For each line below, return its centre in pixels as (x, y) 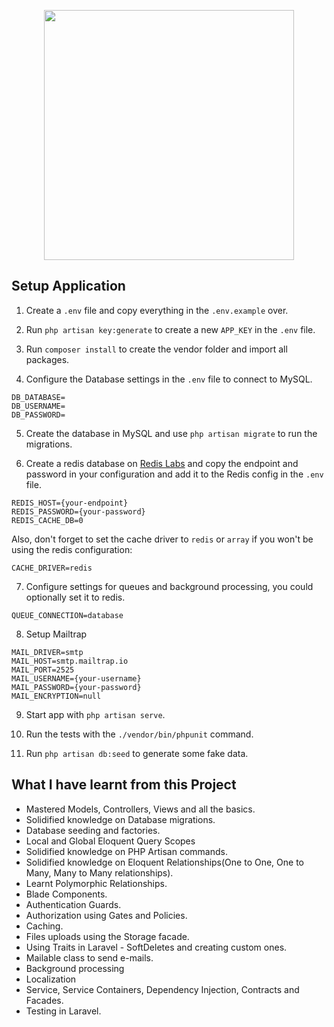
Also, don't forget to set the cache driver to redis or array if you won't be (162, 539)
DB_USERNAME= (38, 406)
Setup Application (68, 286)
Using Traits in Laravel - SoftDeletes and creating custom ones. (156, 947)
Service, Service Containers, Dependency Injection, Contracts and (162, 989)
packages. (47, 359)
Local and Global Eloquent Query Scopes (110, 841)
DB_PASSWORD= (38, 415)
